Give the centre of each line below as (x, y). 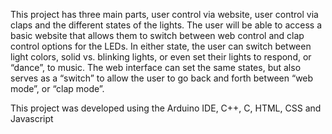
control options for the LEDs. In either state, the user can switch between (161, 46)
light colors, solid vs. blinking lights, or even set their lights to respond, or (161, 57)
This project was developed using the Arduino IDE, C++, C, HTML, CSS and (166, 108)
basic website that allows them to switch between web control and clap (157, 35)
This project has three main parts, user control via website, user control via (164, 14)
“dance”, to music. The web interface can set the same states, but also (156, 67)
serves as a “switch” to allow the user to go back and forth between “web (162, 78)
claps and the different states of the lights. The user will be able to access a (166, 25)
